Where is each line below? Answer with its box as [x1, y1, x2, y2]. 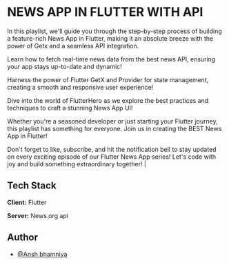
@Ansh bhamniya [17, 250, 68, 258]
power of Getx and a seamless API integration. [7, 41, 139, 50]
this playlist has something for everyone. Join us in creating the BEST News [7, 124, 222, 132]
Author [7, 232, 38, 244]
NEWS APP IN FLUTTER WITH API [7, 4, 203, 20]
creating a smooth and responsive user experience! [7, 83, 154, 91]
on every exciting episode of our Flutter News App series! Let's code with [7, 153, 216, 161]
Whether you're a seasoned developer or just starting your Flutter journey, [7, 117, 219, 125]
